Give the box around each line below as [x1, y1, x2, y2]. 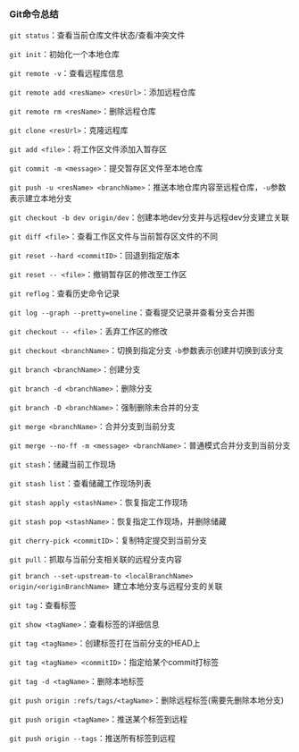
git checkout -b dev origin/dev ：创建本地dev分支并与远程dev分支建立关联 [9, 212, 290, 223]
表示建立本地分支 [9, 193, 72, 204]
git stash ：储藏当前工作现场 [9, 459, 116, 470]
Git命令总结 [9, 7, 60, 20]
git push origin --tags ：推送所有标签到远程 [9, 733, 176, 744]
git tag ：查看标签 [9, 600, 78, 611]
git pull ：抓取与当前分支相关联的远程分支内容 [9, 554, 183, 565]
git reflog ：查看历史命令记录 [9, 288, 120, 299]
